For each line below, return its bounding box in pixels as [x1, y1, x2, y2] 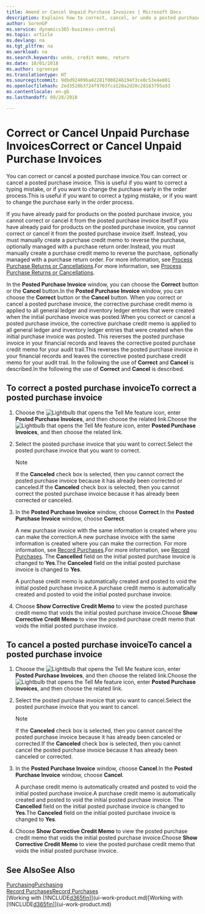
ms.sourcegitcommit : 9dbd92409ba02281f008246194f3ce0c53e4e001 [6, 77, 171, 83]
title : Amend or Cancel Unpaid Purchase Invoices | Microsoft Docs [6, 9, 182, 15]
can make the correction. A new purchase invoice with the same [15, 533, 176, 541]
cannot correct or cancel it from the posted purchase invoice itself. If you [6, 217, 189, 224]
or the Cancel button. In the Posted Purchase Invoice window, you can [6, 287, 184, 294]
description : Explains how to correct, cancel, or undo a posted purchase [6, 15, 201, 21]
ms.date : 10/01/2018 [6, 60, 59, 66]
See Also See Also [6, 864, 75, 875]
